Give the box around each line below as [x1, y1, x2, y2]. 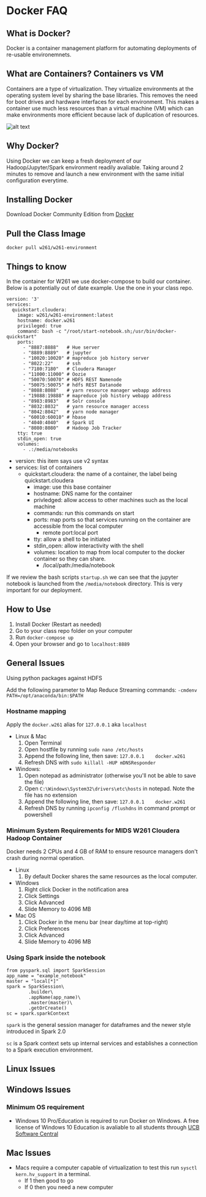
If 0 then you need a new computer [24, 1183, 113, 1191]
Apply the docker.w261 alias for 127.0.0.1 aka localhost [6, 721, 147, 728]
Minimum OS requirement [6, 1103, 85, 1112]
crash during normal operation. [6, 854, 85, 862]
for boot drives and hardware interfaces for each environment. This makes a [6, 98, 199, 105]
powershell [24, 811, 53, 818]
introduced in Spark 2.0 [6, 1028, 66, 1035]
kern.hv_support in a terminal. [15, 1171, 91, 1178]
